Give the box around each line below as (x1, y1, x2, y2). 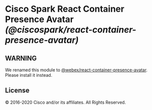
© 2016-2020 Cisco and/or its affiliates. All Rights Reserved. (5, 99, 126, 105)
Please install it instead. (5, 72, 53, 78)
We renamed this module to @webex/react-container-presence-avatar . (5, 67, 148, 73)
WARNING (5, 54, 37, 62)
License (5, 87, 30, 95)
